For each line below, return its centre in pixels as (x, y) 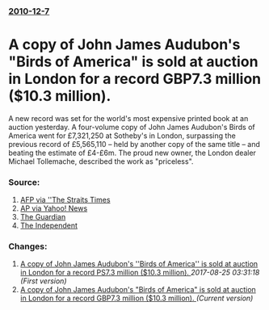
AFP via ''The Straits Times (65, 200)
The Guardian (43, 217)
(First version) (43, 281)
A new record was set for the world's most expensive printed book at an (128, 118)
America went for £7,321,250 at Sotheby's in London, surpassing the (122, 136)
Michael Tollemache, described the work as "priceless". (101, 161)
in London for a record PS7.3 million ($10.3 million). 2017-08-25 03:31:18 (140, 273)
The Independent (49, 226)
